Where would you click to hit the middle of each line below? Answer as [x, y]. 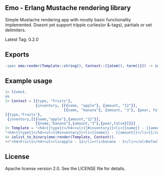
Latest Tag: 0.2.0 [22, 39]
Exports [17, 55]
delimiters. [16, 30]
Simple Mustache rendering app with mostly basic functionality [68, 19]
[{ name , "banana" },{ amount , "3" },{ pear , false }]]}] [86, 124]
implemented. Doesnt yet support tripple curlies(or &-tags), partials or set [78, 25]
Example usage [29, 81]
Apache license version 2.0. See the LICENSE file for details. [65, 168]
